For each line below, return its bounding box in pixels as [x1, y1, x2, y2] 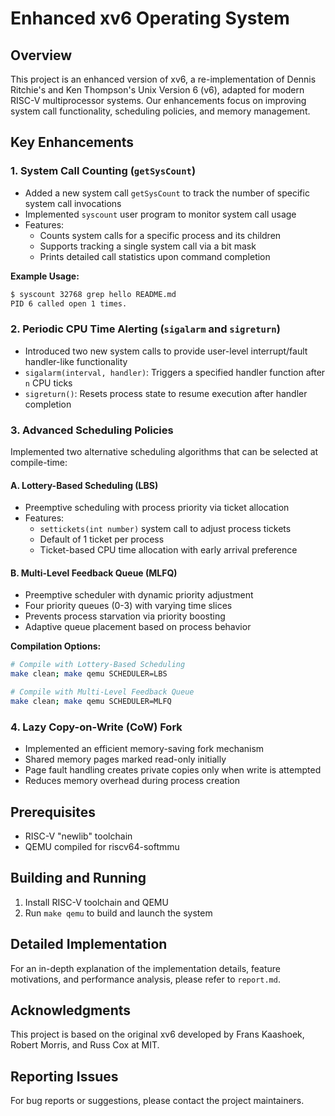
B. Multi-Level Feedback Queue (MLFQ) [10, 567, 178, 579]
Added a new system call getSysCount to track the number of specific [24, 187, 310, 199]
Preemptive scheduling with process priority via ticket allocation [24, 502, 290, 514]
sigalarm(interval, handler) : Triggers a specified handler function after [24, 366, 326, 378]
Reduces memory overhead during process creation [24, 775, 240, 787]
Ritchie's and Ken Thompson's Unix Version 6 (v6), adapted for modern [10, 84, 305, 96]
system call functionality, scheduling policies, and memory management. [10, 105, 311, 117]
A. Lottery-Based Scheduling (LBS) [10, 479, 159, 491]
